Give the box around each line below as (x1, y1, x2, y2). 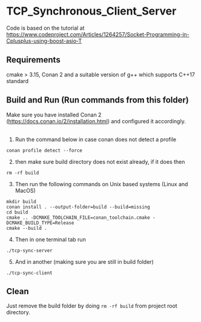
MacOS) (15, 187, 36, 194)
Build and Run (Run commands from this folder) (6, 95, 189, 106)
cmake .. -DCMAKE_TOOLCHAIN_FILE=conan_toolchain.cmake (6, 214, 150, 221)
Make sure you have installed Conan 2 (6, 111, 102, 118)
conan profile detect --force (6, 147, 83, 153)
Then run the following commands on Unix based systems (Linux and (15, 180, 188, 187)
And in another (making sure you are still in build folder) (15, 258, 154, 265)
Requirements (6, 55, 61, 65)
